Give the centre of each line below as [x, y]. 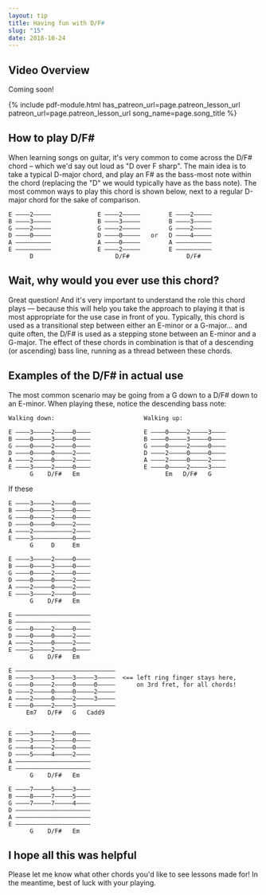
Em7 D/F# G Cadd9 [65, 712]
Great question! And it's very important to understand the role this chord [127, 300]
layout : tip [28, 16]
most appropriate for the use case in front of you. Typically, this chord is [127, 316]
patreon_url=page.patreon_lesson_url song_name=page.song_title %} [123, 113]
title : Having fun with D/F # [57, 23]
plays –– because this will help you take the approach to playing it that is [127, 308]
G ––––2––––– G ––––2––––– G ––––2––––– [110, 228]
